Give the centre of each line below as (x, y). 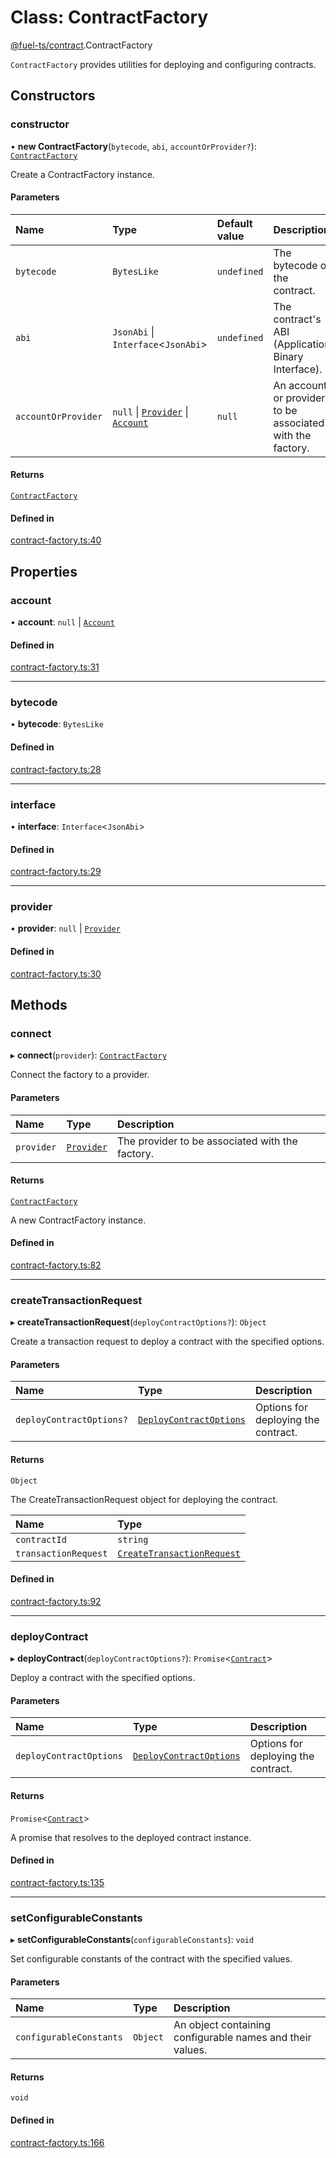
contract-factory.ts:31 (55, 667)
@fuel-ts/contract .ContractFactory (81, 45)
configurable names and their (242, 2038)
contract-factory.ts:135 (57, 1882)
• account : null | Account (62, 622)
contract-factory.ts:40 (56, 540)
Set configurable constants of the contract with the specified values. (151, 1959)
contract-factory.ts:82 (56, 1265)
